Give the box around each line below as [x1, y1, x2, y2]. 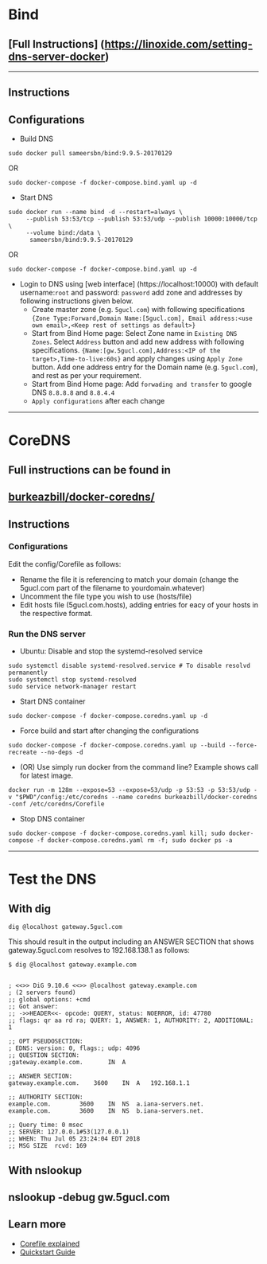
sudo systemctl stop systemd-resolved [8, 676, 137, 684]
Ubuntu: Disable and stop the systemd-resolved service [19, 646, 203, 656]
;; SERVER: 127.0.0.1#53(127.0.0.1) [8, 1128, 130, 1136]
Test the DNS [8, 870, 97, 888]
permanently [8, 669, 48, 677]
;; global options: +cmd [8, 996, 91, 1004]
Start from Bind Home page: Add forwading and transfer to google [31, 380, 253, 389]
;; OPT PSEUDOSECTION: [8, 1037, 83, 1046]
